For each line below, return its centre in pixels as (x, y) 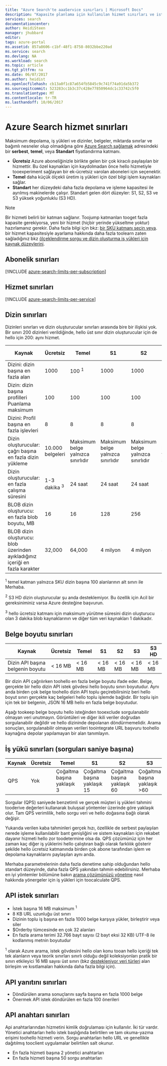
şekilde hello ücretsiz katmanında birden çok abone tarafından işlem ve (78, 849)
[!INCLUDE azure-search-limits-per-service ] (50, 299)
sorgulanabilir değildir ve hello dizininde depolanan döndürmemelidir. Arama (83, 723)
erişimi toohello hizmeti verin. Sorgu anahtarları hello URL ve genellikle (77, 1038)
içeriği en (19, 562)
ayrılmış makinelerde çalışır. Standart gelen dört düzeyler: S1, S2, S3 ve (85, 193)
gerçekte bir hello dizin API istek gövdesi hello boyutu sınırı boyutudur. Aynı (82, 687)
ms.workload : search (27, 61)
